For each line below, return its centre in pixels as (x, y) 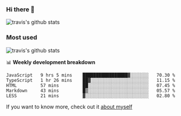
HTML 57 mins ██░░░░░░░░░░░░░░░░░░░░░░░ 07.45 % (91, 85)
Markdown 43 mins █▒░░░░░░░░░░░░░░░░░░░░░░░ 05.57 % (91, 91)
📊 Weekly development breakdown (51, 62)
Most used (22, 38)
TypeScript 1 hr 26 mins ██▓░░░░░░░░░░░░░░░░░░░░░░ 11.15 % (91, 80)
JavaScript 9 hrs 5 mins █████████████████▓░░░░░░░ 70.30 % (91, 75)
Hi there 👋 (21, 9)
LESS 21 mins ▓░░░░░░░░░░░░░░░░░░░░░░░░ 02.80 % (91, 96)
